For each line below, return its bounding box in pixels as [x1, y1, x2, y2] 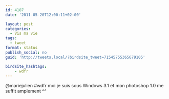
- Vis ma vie [10, 31, 38, 36]
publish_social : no [5, 49, 47, 55]
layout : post [5, 21, 33, 27]
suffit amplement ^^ [5, 88, 47, 94]
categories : [5, 26, 31, 31]
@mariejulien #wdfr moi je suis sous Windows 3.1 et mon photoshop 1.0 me [5, 83, 164, 89]
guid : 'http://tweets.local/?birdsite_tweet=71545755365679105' [5, 55, 145, 60]
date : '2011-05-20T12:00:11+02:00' [5, 12, 81, 17]
